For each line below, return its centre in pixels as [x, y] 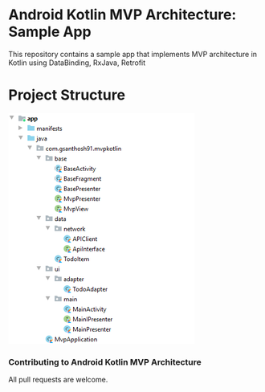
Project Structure [67, 95]
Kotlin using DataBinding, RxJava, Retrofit [77, 63]
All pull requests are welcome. [58, 380]
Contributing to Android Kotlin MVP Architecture [105, 361]
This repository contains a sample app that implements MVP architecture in [133, 54]
